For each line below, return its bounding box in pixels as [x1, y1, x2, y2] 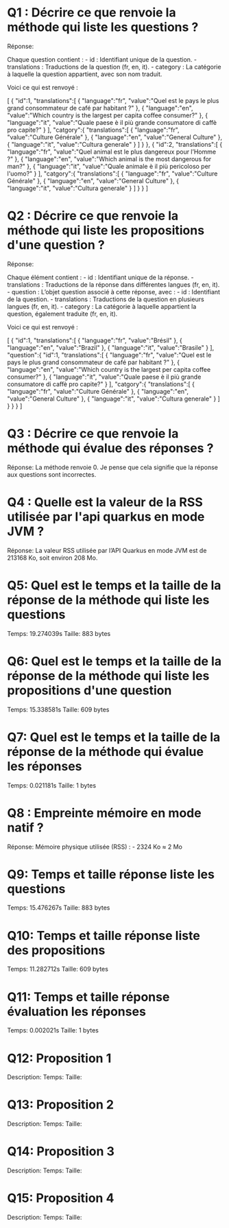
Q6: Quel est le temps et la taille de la [7, 653, 221, 669]
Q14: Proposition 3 [7, 1144, 115, 1159]
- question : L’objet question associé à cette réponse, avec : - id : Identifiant [7, 287, 221, 296]
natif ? [7, 820, 44, 835]
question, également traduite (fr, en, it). [7, 309, 118, 318]
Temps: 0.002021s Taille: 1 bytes [7, 1026, 99, 1035]
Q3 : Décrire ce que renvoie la [7, 426, 179, 442]
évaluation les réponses [7, 1004, 146, 1019]
